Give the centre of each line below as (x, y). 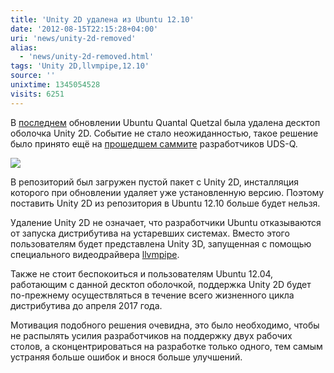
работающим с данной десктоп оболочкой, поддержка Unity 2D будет (161, 284)
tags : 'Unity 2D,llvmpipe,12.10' (80, 66)
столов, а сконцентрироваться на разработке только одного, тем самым (166, 346)
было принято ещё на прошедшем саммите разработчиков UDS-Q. (154, 143)
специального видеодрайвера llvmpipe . (95, 254)
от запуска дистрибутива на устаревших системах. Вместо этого (150, 233)
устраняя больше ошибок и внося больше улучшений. (126, 357)
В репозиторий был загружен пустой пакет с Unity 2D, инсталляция (154, 182)
